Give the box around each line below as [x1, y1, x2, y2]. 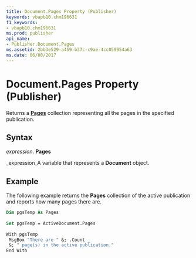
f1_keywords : [6, 19, 38, 25]
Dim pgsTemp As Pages [6, 209, 59, 216]
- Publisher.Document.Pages [6, 42, 75, 47]
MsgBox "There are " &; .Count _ [8, 237, 91, 243]
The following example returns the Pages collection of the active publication [6, 192, 191, 199]
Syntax [6, 133, 33, 142]
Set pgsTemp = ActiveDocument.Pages [6, 220, 96, 226]
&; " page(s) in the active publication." [8, 242, 114, 248]
